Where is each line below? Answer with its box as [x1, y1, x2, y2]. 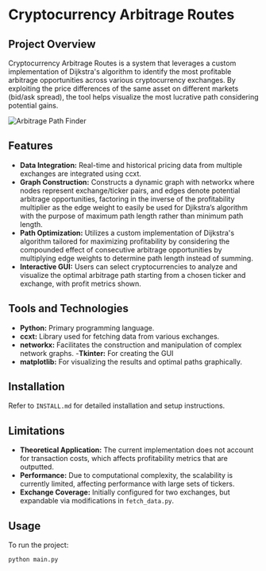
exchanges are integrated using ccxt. [19, 169, 141, 178]
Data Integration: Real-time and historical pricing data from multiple [19, 160, 243, 170]
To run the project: [8, 540, 69, 550]
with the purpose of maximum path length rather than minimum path [19, 211, 244, 221]
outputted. [19, 462, 54, 471]
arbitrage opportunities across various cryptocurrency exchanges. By [8, 76, 236, 84]
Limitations [8, 424, 65, 437]
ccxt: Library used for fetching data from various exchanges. [19, 331, 220, 341]
